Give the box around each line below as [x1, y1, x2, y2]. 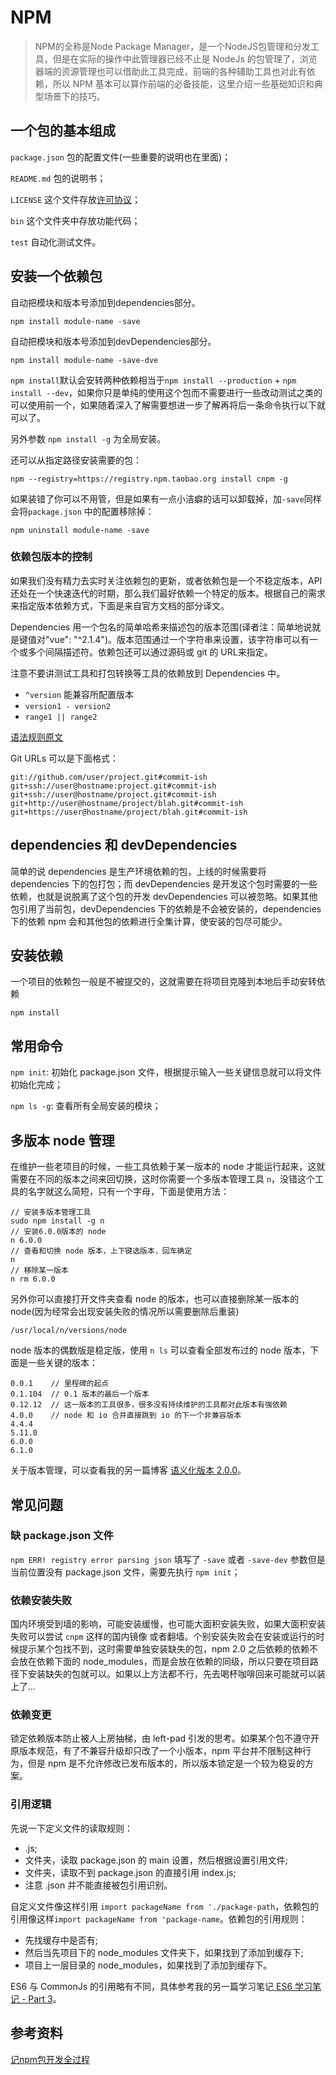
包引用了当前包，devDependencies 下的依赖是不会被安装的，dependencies [10, 902, 322, 915]
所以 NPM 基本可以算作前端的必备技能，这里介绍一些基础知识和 [52, 77, 315, 90]
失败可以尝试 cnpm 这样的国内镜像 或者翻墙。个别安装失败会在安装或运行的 [10, 1631, 317, 1643]
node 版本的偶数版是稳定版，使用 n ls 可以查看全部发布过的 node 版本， [10, 1344, 311, 1356]
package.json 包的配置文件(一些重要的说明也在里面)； [10, 151, 232, 163]
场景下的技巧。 [43, 90, 106, 102]
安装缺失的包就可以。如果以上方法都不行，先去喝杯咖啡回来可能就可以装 [27, 1668, 326, 1680]
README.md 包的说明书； [10, 172, 107, 184]
